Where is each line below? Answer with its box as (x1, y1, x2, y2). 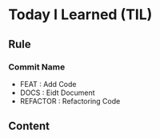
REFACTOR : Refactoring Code (19, 96, 121, 105)
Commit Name (8, 61, 66, 73)
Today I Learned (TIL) (8, 6, 153, 24)
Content (8, 120, 50, 133)
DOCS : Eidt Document (19, 88, 95, 97)
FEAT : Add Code (19, 79, 77, 89)
